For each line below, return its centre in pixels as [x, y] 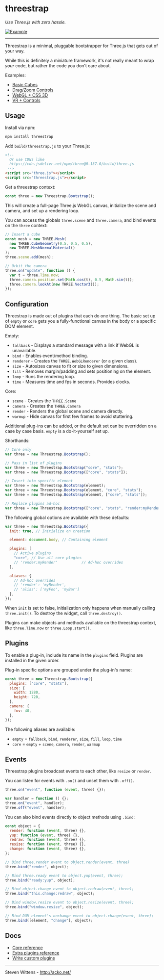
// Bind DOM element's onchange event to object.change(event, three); [79, 916]
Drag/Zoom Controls [33, 90]
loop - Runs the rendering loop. [44, 377]
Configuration [27, 304]
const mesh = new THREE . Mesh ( [36, 239]
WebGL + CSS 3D [30, 95]
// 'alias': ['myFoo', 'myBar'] [47, 590]
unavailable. [24, 351]
